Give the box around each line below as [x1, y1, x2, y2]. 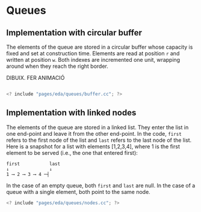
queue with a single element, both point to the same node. [6, 188, 150, 195]
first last [6, 160, 61, 167]
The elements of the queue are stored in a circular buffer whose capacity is [6, 43, 193, 50]
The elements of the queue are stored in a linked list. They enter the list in [6, 124, 189, 131]
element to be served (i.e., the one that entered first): [6, 149, 138, 156]
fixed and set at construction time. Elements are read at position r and [6, 50, 180, 57]
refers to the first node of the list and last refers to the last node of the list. [6, 136, 192, 144]
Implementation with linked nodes [6, 108, 137, 118]
